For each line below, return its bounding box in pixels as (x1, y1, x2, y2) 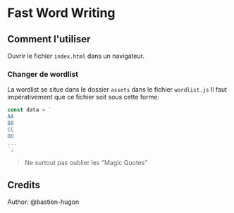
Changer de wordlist (7, 69, 79, 79)
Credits (7, 178, 41, 191)
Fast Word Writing (7, 5, 116, 21)
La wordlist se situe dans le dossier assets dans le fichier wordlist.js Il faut (7, 85, 228, 94)
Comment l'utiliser (7, 33, 91, 45)
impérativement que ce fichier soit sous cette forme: (7, 93, 160, 102)
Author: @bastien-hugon (7, 197, 80, 206)
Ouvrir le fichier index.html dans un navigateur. (7, 51, 144, 60)
